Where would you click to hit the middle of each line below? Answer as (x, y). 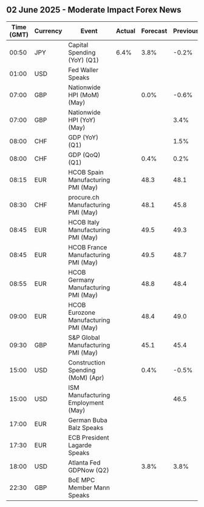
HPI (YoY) (82, 119)
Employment (86, 403)
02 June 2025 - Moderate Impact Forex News (94, 10)
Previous (186, 31)
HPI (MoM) (83, 95)
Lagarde (80, 445)
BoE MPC (81, 480)
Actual (126, 31)
